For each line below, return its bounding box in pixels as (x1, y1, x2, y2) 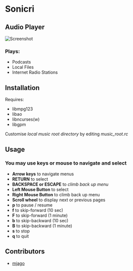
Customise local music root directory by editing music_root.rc (5, 131, 129, 137)
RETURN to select (12, 176, 49, 182)
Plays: (5, 48, 20, 55)
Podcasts (12, 59, 31, 65)
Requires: (5, 97, 24, 103)
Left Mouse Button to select (12, 187, 69, 192)
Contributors (5, 248, 45, 256)
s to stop (12, 228, 30, 234)
